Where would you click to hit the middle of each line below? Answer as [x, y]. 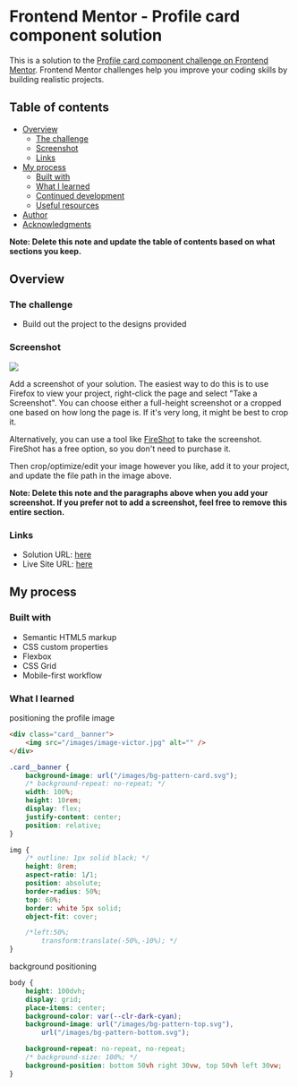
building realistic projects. [57, 79]
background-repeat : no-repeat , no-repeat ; [106, 1049]
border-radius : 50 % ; [64, 891]
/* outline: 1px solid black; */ [88, 858]
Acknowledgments [57, 224]
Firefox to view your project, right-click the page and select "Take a [133, 393]
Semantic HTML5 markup [69, 637]
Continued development [80, 195]
